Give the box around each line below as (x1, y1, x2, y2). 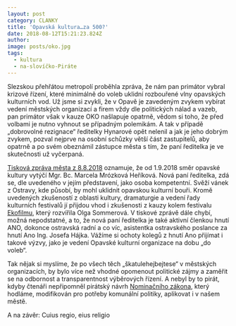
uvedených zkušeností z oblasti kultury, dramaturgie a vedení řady (7, 193, 201, 202)
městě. (7, 297, 27, 306)
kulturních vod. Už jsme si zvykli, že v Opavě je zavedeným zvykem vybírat (7, 97, 225, 106)
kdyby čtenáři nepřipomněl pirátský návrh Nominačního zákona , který (7, 282, 210, 290)
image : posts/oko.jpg (7, 43, 71, 50)
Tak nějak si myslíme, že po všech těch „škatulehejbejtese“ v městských (7, 259, 217, 268)
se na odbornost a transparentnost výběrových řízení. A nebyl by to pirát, (7, 274, 220, 283)
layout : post (7, 10, 46, 18)
